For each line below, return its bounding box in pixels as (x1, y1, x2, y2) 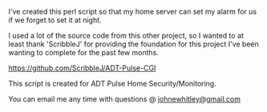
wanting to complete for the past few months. (8, 48, 159, 57)
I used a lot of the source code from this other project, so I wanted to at (8, 31, 245, 40)
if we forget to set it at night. (8, 15, 102, 25)
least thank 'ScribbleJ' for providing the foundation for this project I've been (8, 39, 259, 49)
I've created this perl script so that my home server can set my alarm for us (8, 7, 257, 16)
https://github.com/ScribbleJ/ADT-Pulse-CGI (8, 63, 156, 73)
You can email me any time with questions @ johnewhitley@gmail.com (8, 94, 241, 103)
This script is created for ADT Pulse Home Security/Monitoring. (8, 79, 216, 88)
